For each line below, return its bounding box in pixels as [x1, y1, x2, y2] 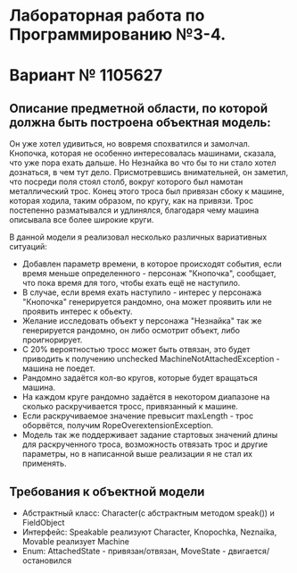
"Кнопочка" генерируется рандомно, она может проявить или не [21, 297, 272, 308]
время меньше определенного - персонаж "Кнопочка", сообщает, [21, 268, 276, 279]
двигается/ [227, 546, 270, 556]
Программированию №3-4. [9, 24, 227, 45]
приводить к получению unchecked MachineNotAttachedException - [21, 354, 281, 365]
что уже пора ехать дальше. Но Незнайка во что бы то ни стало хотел [9, 157, 276, 168]
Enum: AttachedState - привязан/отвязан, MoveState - [21, 546, 227, 556]
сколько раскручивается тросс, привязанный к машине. [21, 401, 239, 412]
